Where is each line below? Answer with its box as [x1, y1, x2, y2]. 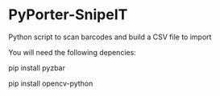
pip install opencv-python [8, 78, 93, 88]
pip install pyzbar [8, 62, 66, 73]
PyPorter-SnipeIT [8, 6, 128, 24]
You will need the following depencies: [8, 47, 137, 57]
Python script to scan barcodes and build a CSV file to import [8, 32, 212, 42]
